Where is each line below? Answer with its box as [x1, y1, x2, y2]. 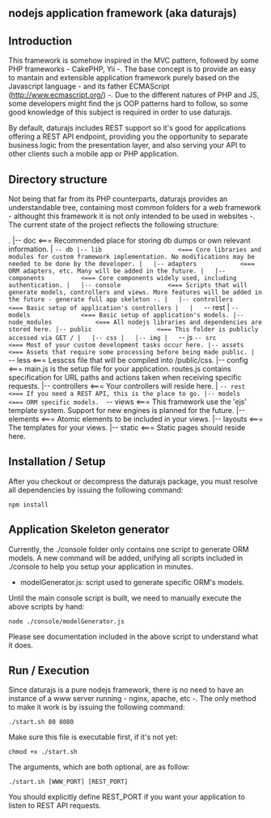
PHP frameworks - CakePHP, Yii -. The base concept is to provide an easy [8, 64, 256, 74]
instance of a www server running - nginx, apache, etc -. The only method [8, 694, 256, 704]
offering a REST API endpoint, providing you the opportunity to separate [8, 131, 248, 141]
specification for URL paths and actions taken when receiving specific [8, 372, 242, 382]
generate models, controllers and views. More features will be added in [8, 288, 263, 297]
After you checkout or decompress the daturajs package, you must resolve [8, 476, 258, 486]
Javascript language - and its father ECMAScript [8, 81, 170, 92]
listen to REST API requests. [8, 801, 101, 811]
